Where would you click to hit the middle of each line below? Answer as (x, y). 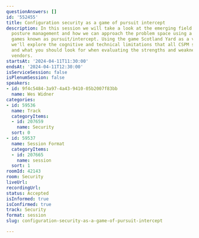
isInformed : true (28, 199)
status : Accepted (28, 193)
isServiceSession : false (37, 72)
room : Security (25, 177)
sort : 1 (21, 166)
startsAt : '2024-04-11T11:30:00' (47, 61)
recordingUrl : (24, 188)
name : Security (36, 127)
